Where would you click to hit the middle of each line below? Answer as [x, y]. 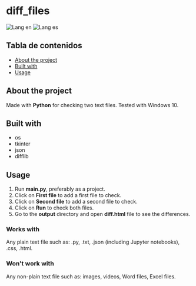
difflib [21, 157]
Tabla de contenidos [44, 46]
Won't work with [30, 264]
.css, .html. [19, 248]
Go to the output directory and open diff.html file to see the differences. [102, 214]
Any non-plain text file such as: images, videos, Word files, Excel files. [91, 276]
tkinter [22, 144]
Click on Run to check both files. [54, 208]
